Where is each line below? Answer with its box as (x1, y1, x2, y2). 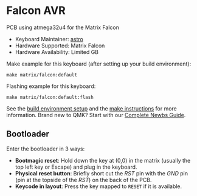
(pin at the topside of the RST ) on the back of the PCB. (15, 176, 152, 183)
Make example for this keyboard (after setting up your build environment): (6, 60, 192, 67)
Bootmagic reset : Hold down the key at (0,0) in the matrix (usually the (15, 157, 191, 164)
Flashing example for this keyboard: (6, 83, 96, 90)
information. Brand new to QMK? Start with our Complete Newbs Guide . (6, 111, 186, 118)
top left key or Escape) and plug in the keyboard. (15, 163, 137, 171)
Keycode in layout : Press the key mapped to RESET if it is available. (15, 183, 182, 190)
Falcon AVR (6, 4, 66, 18)
